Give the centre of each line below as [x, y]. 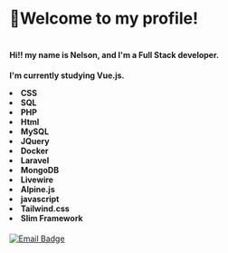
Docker [35, 151]
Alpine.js [38, 190]
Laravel [35, 161]
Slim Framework [52, 219]
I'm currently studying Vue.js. [67, 75]
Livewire [38, 180]
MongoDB [40, 170]
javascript [40, 199]
